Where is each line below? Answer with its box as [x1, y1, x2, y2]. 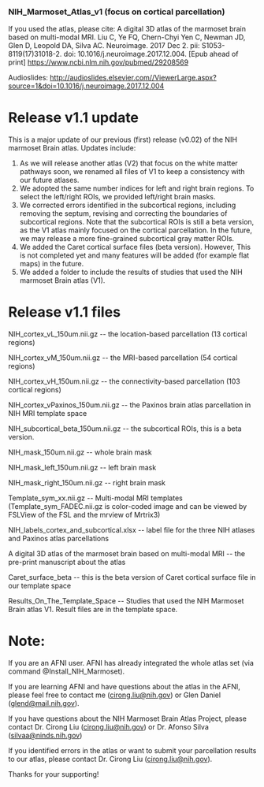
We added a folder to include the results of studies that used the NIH [19, 267, 243, 277]
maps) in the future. [19, 259, 84, 269]
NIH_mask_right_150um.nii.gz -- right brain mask [8, 478, 165, 488]
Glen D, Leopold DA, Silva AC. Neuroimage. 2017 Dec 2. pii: [8, 41, 200, 50]
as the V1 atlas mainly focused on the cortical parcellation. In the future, [19, 225, 253, 235]
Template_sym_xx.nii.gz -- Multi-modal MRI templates [8, 493, 183, 503]
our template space [8, 581, 72, 591]
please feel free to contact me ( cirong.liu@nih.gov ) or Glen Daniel [8, 690, 221, 700]
